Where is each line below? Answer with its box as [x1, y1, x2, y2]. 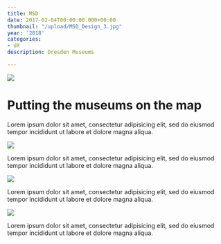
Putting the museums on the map [7, 97, 202, 113]
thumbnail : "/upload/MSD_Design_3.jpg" [7, 23, 123, 30]
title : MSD [7, 10, 39, 17]
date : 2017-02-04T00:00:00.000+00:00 [7, 17, 116, 24]
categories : [7, 36, 42, 43]
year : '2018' [7, 29, 45, 37]
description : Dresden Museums [7, 49, 95, 56]
